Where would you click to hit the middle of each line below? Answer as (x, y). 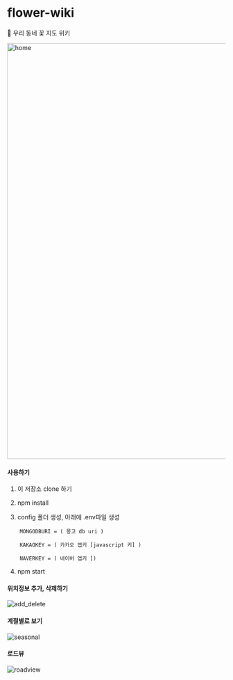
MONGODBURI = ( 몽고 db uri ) (62, 532)
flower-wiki (41, 13)
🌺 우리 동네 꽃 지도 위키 (39, 33)
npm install (33, 503)
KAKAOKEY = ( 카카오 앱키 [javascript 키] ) (81, 545)
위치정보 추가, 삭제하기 (37, 588)
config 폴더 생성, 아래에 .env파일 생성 (68, 517)
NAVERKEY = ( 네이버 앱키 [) (58, 559)
